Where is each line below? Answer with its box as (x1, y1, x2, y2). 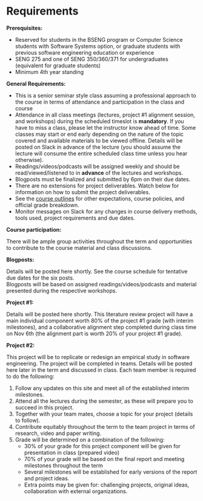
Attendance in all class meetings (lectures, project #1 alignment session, (15, 111, 196, 118)
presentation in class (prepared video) (24, 449, 120, 456)
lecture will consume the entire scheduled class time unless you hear (15, 150, 188, 157)
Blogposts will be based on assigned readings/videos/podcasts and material (6, 280, 197, 287)
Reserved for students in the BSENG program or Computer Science (15, 36, 183, 43)
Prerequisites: (6, 24, 43, 32)
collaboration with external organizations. (24, 487, 128, 495)
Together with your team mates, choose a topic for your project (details (15, 410, 193, 417)
